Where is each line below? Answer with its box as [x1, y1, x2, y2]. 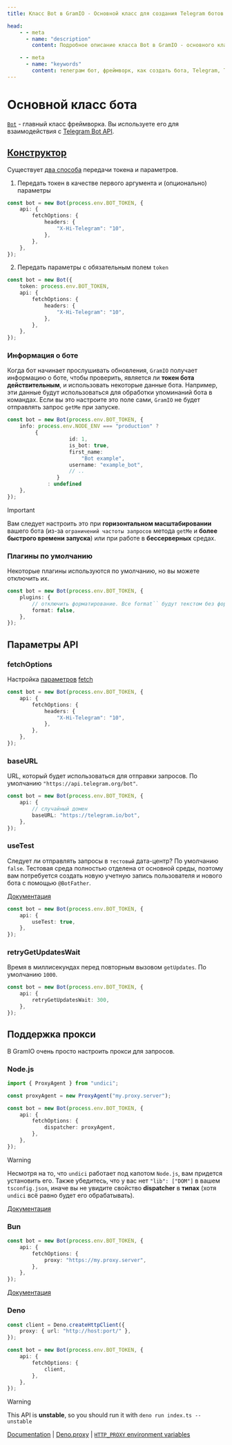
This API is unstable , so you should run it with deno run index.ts [7, 1411, 192, 1419]
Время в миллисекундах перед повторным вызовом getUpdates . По [7, 963, 207, 971]
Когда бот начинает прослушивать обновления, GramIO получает [7, 367, 198, 375]
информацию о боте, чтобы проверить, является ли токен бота [7, 374, 195, 382]
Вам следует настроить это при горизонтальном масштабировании [7, 519, 212, 527]
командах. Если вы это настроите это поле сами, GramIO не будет [7, 396, 200, 404]
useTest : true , [32, 918, 76, 925]
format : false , [32, 607, 76, 614]
